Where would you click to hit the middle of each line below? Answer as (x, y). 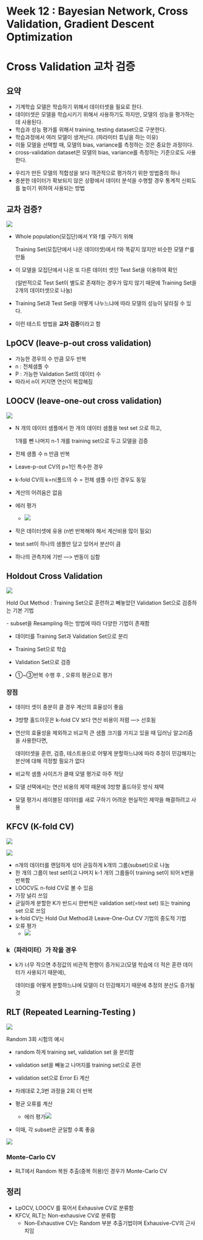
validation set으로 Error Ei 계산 (52, 1078)
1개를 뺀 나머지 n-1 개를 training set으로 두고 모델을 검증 (82, 441)
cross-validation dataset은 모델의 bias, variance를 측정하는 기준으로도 (100, 153)
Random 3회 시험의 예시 (35, 1039)
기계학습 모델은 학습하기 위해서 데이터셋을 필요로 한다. (79, 107)
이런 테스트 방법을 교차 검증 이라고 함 (58, 324)
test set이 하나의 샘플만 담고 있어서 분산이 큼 (68, 544)
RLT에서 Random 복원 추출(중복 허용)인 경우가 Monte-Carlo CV (91, 1171)
